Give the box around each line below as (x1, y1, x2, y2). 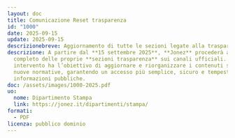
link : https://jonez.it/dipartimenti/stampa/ (13, 101, 149, 108)
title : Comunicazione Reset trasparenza (7, 17, 127, 24)
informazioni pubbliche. (13, 75, 86, 82)
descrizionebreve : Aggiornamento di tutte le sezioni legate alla (7, 43, 205, 49)
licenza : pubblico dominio (7, 120, 86, 128)
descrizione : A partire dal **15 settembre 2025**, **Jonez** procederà (7, 49, 224, 56)
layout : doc (7, 10, 42, 17)
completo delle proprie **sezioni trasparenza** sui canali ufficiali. (13, 56, 227, 63)
